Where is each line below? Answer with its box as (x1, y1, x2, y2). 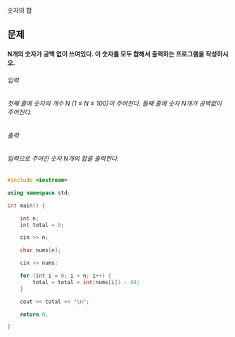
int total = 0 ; (20, 221, 65, 228)
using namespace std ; (7, 189, 71, 196)
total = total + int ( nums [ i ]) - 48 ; (32, 278, 140, 286)
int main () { (7, 202, 46, 209)
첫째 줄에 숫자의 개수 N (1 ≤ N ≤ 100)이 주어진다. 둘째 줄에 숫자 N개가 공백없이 (7, 99, 222, 108)
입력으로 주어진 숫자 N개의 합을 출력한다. (7, 154, 120, 163)
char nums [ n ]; (20, 247, 61, 254)
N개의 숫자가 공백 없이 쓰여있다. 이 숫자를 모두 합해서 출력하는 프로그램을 (7, 49, 205, 58)
